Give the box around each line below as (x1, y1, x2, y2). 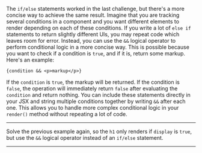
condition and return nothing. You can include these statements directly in (6, 92, 191, 98)
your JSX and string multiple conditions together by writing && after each (6, 98, 186, 105)
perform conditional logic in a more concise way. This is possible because (6, 43, 189, 51)
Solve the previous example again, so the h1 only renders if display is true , (6, 128, 192, 135)
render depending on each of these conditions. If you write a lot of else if (6, 24, 191, 31)
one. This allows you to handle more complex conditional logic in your (6, 104, 179, 111)
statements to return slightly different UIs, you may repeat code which (6, 31, 180, 38)
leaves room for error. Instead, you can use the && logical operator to (6, 37, 176, 44)
